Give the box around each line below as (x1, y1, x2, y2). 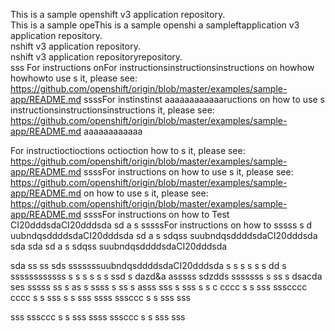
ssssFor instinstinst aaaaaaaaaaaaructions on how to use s (83, 94, 326, 105)
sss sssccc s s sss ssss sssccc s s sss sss (10, 311, 186, 323)
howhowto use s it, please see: (10, 72, 138, 84)
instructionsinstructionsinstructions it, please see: (10, 104, 215, 116)
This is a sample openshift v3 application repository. (10, 9, 226, 20)
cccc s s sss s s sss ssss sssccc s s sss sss (10, 292, 191, 303)
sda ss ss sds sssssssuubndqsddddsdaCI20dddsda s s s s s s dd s (10, 260, 287, 271)
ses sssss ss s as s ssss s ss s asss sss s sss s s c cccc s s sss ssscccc (10, 281, 308, 293)
